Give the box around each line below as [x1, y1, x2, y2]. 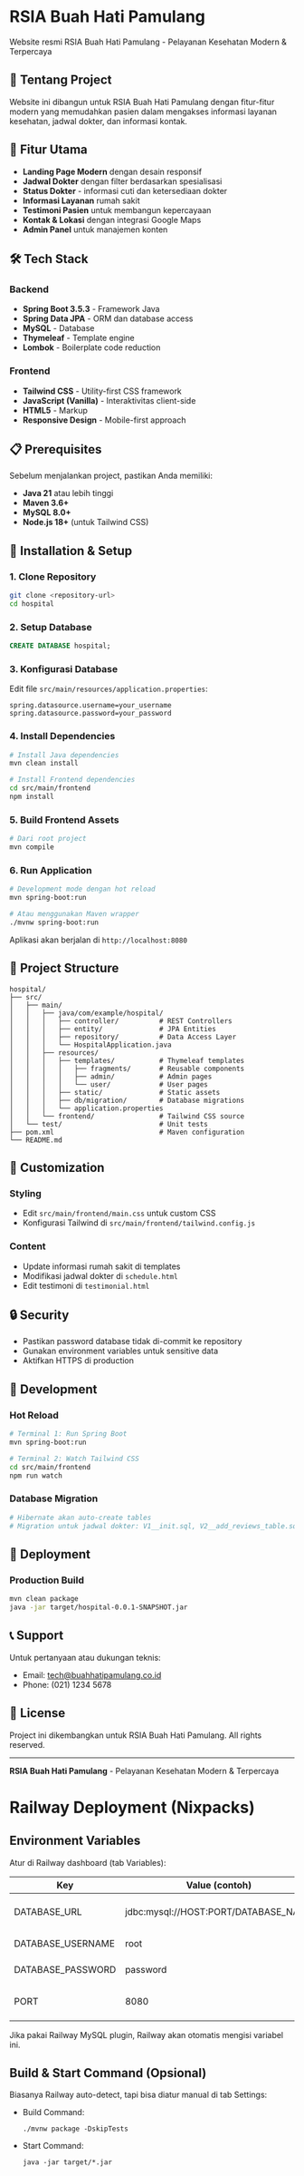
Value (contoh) [185, 1878, 252, 1891]
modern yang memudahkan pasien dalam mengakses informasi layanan [9, 106, 278, 117]
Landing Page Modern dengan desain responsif [22, 166, 202, 177]
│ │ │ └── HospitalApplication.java [9, 1040, 172, 1049]
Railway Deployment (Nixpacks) [9, 1797, 255, 1818]
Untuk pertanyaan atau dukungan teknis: [9, 1652, 161, 1663]
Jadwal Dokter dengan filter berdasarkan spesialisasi [22, 175, 223, 187]
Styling [9, 1186, 43, 1199]
